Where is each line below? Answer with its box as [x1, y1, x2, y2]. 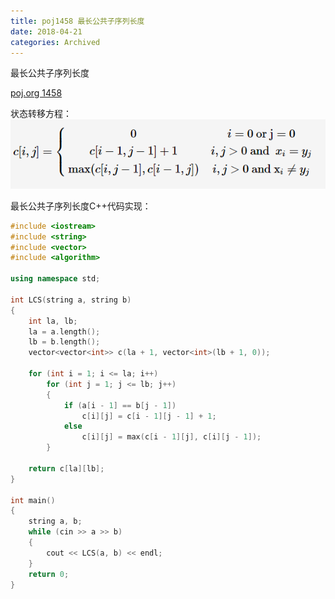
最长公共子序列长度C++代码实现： [10, 200, 152, 212]
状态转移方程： [10, 108, 72, 120]
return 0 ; [28, 569, 70, 579]
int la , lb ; [28, 316, 78, 326]
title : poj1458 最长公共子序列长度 [10, 16, 145, 26]
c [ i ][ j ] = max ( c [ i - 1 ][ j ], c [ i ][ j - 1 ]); [81, 432, 262, 442]
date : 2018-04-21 [10, 26, 83, 37]
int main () [10, 495, 56, 505]
